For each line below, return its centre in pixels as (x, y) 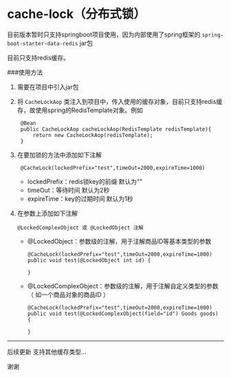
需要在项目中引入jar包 (48, 87)
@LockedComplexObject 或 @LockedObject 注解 (80, 228)
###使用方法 (25, 72)
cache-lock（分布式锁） (77, 14)
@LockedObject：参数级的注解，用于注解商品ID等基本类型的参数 (119, 241)
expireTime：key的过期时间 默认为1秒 (80, 198)
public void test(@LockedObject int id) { (89, 260)
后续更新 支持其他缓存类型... (47, 352)
